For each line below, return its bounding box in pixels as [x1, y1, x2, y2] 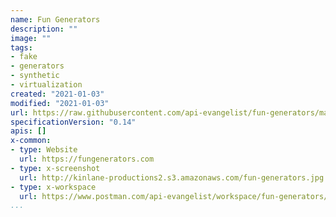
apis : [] [10, 126, 47, 136]
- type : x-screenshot [10, 163, 101, 173]
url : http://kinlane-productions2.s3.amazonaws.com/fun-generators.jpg [19, 172, 325, 183]
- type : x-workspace [10, 182, 97, 192]
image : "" [10, 33, 52, 43]
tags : [10, 42, 33, 53]
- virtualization [10, 80, 83, 90]
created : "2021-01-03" [10, 89, 105, 99]
